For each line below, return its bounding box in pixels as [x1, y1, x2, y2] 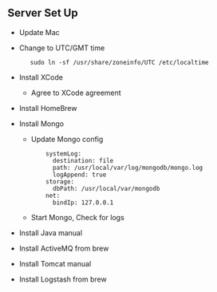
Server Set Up [7, 6, 78, 20]
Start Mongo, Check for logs [30, 212, 124, 222]
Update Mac [18, 27, 61, 37]
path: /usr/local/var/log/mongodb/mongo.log [52, 164, 203, 172]
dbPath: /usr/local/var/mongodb [52, 184, 160, 192]
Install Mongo [18, 119, 65, 128]
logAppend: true [52, 171, 107, 179]
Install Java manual [18, 227, 83, 238]
